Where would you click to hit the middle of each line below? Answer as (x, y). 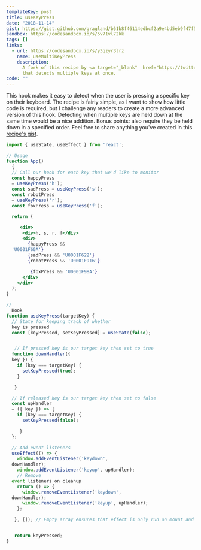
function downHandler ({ (41, 354)
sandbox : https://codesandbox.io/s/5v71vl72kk (65, 34)
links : (14, 46)
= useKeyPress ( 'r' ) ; (37, 200)
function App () (25, 161)
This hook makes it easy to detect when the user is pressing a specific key (98, 96)
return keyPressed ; (38, 536)
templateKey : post (29, 12)
